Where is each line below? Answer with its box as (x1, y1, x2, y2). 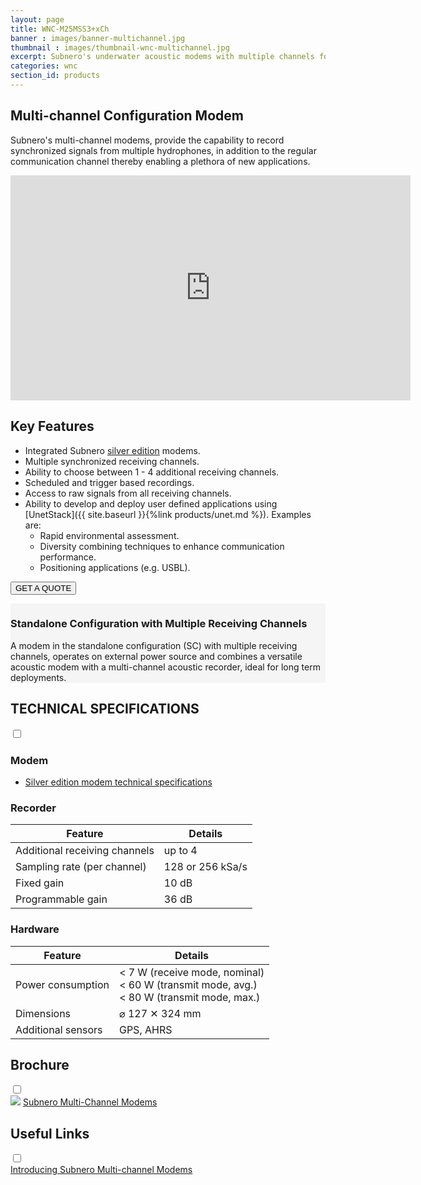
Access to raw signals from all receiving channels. (24, 487, 232, 499)
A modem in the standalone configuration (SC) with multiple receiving (10, 639, 298, 651)
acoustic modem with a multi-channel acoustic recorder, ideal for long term (10, 661, 321, 673)
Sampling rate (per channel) (15, 860, 147, 874)
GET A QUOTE (15, 582, 72, 593)
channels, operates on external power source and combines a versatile (10, 650, 303, 662)
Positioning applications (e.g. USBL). (39, 561, 191, 573)
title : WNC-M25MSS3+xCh (10, 24, 110, 34)
